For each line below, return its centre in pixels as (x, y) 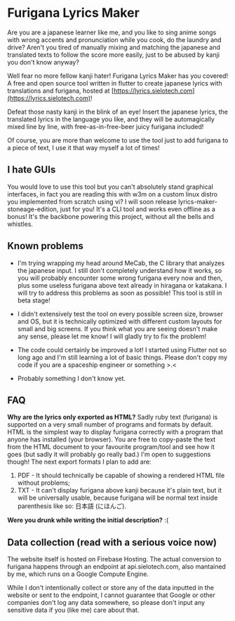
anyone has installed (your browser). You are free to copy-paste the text (112, 439)
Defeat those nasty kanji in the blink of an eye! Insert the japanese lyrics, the (117, 112)
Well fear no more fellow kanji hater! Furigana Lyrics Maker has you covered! (118, 76)
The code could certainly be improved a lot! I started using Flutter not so (122, 349)
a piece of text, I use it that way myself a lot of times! (83, 147)
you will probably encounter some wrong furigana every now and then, (120, 278)
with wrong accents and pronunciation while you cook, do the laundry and (115, 39)
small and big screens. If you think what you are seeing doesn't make (117, 328)
